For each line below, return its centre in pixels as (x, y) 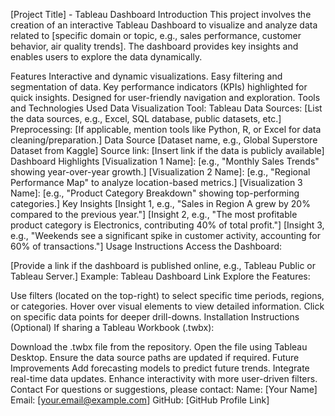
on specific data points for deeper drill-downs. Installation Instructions (155, 317)
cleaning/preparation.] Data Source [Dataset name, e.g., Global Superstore (164, 140)
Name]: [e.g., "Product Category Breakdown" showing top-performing (155, 193)
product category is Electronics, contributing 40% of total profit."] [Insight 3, (167, 225)
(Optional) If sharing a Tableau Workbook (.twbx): (112, 327)
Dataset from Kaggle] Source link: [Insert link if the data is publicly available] (167, 150)
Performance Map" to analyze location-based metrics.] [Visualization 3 (156, 182)
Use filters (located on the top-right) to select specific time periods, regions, (167, 295)
